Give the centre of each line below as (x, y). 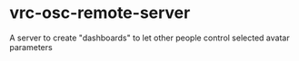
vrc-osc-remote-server (100, 13)
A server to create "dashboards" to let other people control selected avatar (149, 38)
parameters (31, 47)
